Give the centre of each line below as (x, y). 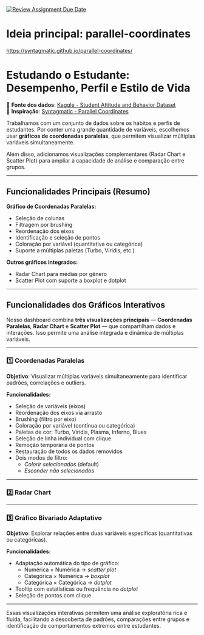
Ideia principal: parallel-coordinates (99, 34)
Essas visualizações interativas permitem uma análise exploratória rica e (97, 613)
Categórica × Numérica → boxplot (67, 576)
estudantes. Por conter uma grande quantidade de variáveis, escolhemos (98, 129)
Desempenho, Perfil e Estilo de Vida (98, 88)
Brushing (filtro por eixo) (46, 419)
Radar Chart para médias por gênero (61, 274)
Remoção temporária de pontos (55, 445)
